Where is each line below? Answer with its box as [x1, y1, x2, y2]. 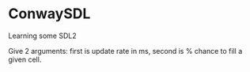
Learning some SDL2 [8, 31, 77, 40]
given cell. [8, 55, 42, 64]
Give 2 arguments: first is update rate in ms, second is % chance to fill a [8, 46, 243, 55]
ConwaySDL [8, 5, 91, 23]
